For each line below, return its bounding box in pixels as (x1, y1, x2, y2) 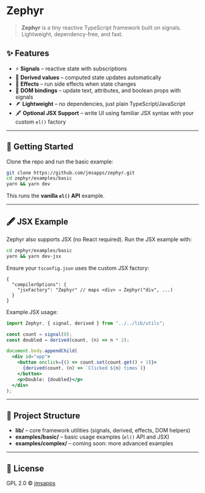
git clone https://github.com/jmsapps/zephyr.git (6, 170, 135, 176)
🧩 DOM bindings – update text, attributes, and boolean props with (15, 86, 181, 94)
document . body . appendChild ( (6, 348, 78, 354)
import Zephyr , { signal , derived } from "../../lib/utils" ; (6, 320, 165, 326)
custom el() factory (15, 118, 67, 126)
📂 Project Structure (6, 410, 81, 421)
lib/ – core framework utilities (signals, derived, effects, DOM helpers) (15, 427, 191, 434)
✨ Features (6, 48, 49, 59)
